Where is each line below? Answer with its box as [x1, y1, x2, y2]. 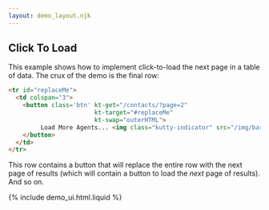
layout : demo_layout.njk [8, 11, 91, 20]
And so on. [8, 177, 44, 187]
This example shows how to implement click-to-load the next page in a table [8, 62, 260, 72]
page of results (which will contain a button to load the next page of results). [8, 168, 260, 178]
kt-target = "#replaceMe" [94, 109, 174, 117]
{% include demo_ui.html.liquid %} [8, 192, 122, 202]
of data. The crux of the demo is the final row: [8, 71, 160, 81]
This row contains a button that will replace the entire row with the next [8, 160, 243, 170]
